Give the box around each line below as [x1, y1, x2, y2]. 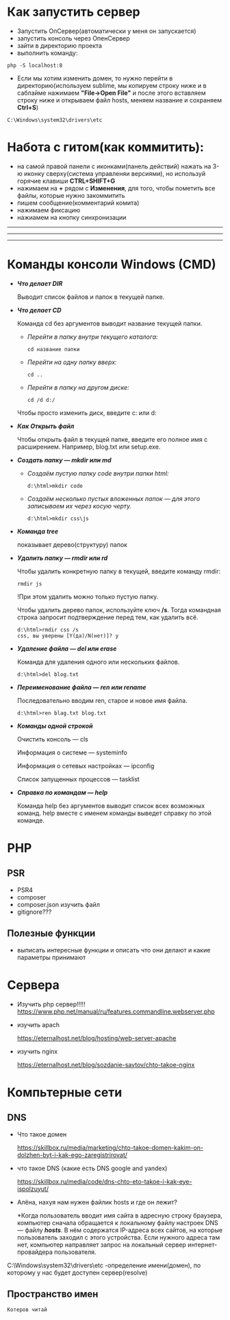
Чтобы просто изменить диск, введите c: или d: [16, 408, 157, 416]
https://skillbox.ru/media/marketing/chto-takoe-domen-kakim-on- [16, 1143, 204, 1152]
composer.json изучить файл [16, 900, 101, 908]
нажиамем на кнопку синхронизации [16, 213, 127, 221]
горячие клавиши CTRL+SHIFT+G [16, 177, 116, 185]
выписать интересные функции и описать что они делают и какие [16, 946, 211, 954]
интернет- [188, 1240, 218, 1249]
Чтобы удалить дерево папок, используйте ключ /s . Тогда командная [16, 605, 221, 614]
